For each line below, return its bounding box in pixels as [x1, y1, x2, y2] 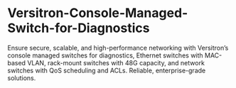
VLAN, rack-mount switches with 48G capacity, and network [27, 58, 205, 67]
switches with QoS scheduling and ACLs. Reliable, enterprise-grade [7, 66, 206, 75]
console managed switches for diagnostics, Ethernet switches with [7, 51, 204, 60]
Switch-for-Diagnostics [7, 20, 150, 36]
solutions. [7, 73, 36, 82]
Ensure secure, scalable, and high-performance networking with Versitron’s [7, 43, 229, 52]
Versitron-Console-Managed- [7, 5, 188, 21]
